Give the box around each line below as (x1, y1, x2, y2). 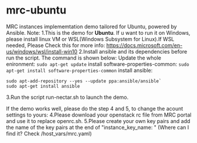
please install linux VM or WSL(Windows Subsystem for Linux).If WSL (6, 35, 175, 42)
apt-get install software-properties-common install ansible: (6, 66, 153, 74)
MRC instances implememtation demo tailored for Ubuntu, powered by (6, 23, 178, 30)
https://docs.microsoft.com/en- (106, 42, 183, 49)
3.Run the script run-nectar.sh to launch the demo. (6, 94, 129, 101)
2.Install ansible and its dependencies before (78, 48, 188, 55)
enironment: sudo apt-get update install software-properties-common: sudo (6, 60, 189, 68)
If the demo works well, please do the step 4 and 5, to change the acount (6, 105, 183, 112)
